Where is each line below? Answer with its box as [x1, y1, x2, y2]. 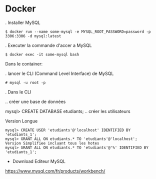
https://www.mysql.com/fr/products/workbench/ [5, 168, 105, 174]
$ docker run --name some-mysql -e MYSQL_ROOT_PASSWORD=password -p [5, 29, 151, 34]
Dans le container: [5, 60, 43, 66]
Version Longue [5, 118, 38, 124]
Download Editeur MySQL [12, 158, 66, 164]
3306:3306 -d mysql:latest [5, 33, 61, 38]
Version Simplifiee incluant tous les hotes [5, 140, 99, 145]
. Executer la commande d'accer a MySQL [5, 42, 92, 48]
